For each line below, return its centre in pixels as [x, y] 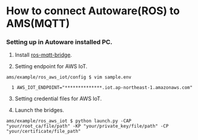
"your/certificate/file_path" [44, 132]
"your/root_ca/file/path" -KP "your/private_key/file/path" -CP [87, 126]
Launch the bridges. [39, 110]
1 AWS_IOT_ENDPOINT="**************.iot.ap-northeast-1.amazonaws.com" [102, 88]
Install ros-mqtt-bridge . [43, 55]
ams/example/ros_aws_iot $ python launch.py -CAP [69, 121]
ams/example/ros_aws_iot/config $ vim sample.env [69, 77]
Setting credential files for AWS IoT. [58, 98]
